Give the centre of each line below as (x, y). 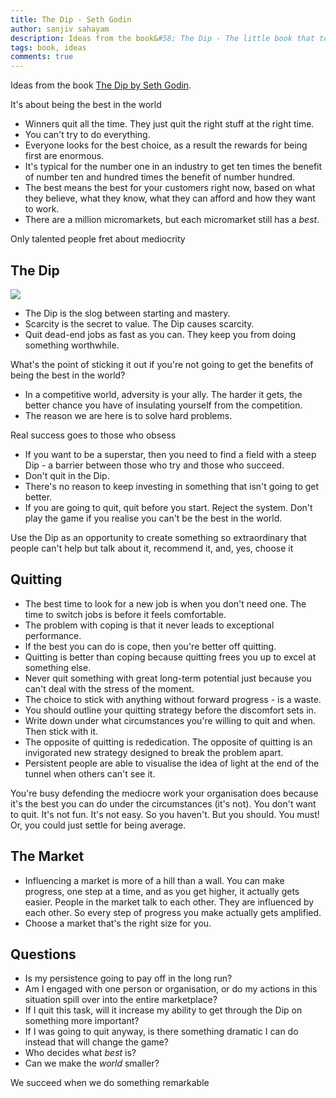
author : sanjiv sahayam (60, 29)
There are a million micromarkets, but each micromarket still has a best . (172, 220)
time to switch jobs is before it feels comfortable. (125, 614)
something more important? (82, 1021)
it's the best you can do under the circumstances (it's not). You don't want (163, 803)
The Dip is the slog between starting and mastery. (127, 313)
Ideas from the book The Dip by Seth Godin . (101, 85)
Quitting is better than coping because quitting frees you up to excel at (170, 657)
